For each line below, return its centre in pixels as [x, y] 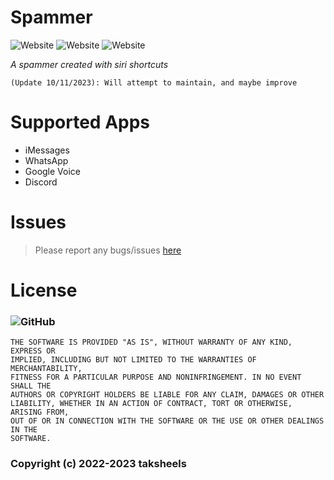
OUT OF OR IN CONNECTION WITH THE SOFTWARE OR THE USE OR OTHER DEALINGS [167, 421]
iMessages [47, 150]
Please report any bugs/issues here [108, 250]
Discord [41, 182]
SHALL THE [31, 386]
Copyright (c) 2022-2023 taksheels [98, 464]
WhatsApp [46, 160]
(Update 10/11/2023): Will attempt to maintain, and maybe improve [154, 82]
